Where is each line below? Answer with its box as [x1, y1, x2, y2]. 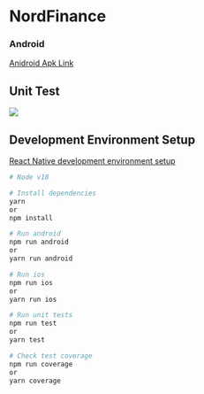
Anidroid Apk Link [9, 58, 74, 68]
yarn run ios [9, 295, 57, 304]
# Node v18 [9, 173, 49, 182]
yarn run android [9, 254, 73, 263]
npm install [9, 213, 53, 222]
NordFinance [9, 6, 107, 27]
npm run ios [9, 278, 53, 287]
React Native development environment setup [9, 156, 176, 166]
